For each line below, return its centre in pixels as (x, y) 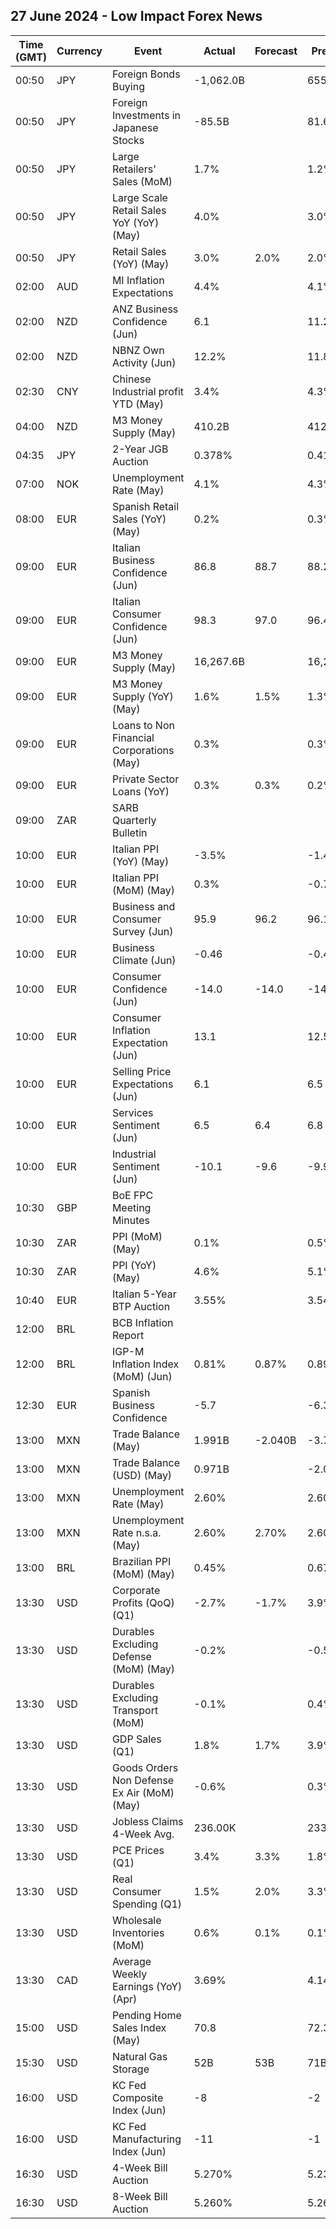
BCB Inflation (142, 1322)
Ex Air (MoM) (143, 1792)
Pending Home (146, 2015)
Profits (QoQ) (143, 1602)
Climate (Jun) (144, 960)
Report (128, 1335)
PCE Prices (138, 1850)
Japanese (135, 127)
